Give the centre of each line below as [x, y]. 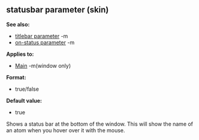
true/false [27, 89]
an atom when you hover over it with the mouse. [66, 130]
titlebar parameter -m [41, 36]
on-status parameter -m [45, 42]
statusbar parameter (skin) [58, 10]
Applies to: [20, 54]
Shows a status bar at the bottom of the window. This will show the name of [100, 124]
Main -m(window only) [43, 65]
